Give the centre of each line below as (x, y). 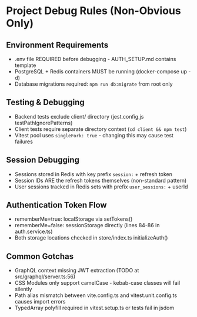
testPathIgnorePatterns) (44, 123)
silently (23, 289)
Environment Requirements (57, 45)
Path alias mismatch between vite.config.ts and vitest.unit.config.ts (96, 295)
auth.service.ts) (34, 232)
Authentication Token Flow (56, 205)
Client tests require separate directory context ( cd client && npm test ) (101, 129)
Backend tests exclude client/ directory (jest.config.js (79, 116)
